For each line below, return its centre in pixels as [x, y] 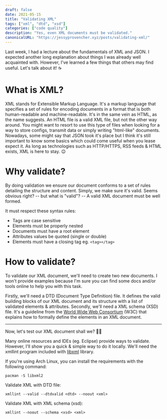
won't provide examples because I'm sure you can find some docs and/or [81, 281]
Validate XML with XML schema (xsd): [44, 403]
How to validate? [41, 262]
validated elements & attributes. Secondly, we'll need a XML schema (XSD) [82, 306]
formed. [13, 201]
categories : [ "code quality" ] [37, 28]
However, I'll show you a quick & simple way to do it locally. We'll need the [81, 346]
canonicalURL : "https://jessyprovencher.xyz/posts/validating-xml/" [78, 38]
